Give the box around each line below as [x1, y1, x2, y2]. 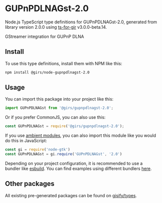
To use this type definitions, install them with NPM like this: [5, 60, 122, 66]
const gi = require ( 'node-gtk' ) [5, 147, 70, 152]
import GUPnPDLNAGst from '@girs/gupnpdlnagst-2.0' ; [5, 105, 114, 111]
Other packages [5, 180, 55, 188]
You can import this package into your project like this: [5, 96, 114, 102]
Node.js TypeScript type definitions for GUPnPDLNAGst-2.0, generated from [5, 19, 157, 25]
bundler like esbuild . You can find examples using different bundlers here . [5, 166, 152, 171]
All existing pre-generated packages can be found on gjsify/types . [5, 192, 137, 198]
